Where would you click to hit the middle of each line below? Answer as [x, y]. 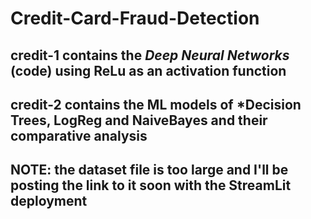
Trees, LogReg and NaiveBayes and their [139, 120]
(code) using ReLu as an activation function [148, 70]
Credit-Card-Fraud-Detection [135, 18]
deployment [49, 201]
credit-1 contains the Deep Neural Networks [150, 55]
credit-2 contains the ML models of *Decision [156, 104]
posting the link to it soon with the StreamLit [151, 185]
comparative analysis [79, 135]
